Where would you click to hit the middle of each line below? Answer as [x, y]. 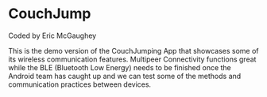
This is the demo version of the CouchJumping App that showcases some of [133, 50]
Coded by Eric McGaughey [52, 35]
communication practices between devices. [80, 84]
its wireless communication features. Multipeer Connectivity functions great [132, 59]
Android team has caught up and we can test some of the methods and [125, 76]
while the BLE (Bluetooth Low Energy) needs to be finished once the [120, 67]
